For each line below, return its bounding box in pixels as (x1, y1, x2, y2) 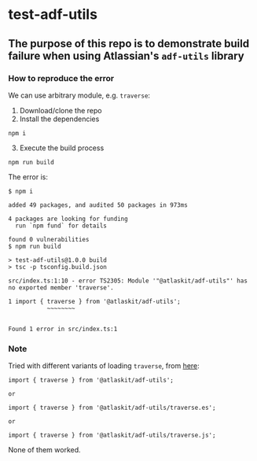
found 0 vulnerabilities (8, 235, 90, 243)
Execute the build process (19, 143, 105, 153)
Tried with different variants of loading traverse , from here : (8, 361, 200, 371)
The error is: (8, 171, 49, 182)
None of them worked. (8, 445, 81, 455)
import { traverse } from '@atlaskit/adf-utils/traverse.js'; (8, 431, 216, 440)
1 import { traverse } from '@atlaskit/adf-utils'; (8, 297, 181, 305)
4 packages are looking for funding (8, 215, 128, 223)
